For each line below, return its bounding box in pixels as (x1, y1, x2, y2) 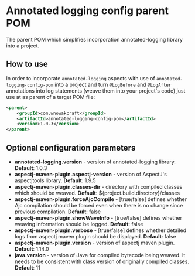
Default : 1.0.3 (14, 164, 47, 171)
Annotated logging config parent (6, 4, 169, 18)
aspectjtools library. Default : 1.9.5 (14, 177, 96, 184)
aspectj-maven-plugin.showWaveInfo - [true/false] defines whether (14, 214, 183, 221)
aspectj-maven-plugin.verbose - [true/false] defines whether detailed (14, 227, 186, 234)
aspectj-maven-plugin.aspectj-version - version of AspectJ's (14, 171, 167, 178)
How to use (6, 59, 48, 69)
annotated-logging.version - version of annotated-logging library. (14, 158, 176, 165)
